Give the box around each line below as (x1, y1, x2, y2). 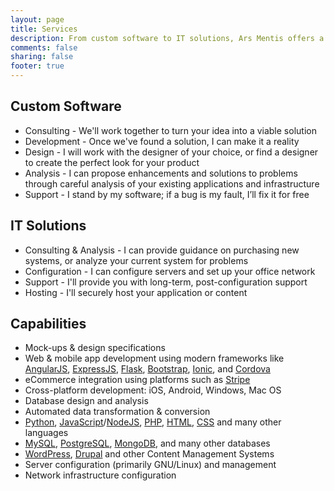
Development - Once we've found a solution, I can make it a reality (24, 135, 300, 147)
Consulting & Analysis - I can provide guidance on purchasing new (24, 244, 300, 256)
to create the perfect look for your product (24, 156, 200, 168)
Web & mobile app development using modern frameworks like (24, 352, 285, 365)
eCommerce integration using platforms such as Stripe (24, 374, 251, 386)
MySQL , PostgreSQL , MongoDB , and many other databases (24, 437, 271, 450)
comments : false (10, 42, 78, 53)
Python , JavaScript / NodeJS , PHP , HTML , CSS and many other (24, 416, 282, 428)
